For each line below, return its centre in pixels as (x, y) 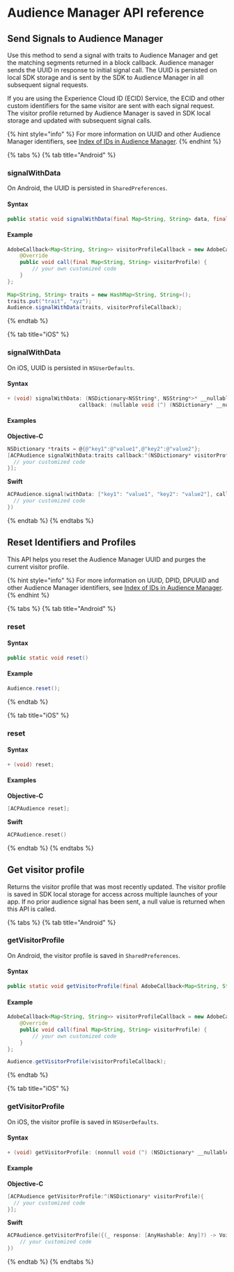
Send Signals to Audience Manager (85, 39)
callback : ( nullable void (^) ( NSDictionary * (146, 405)
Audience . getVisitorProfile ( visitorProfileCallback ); (87, 1062)
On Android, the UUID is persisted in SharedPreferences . (87, 188)
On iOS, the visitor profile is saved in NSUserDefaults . (83, 1122)
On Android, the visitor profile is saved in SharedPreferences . (94, 955)
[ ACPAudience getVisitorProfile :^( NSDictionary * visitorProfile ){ (106, 1196)
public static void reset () (48, 658)
